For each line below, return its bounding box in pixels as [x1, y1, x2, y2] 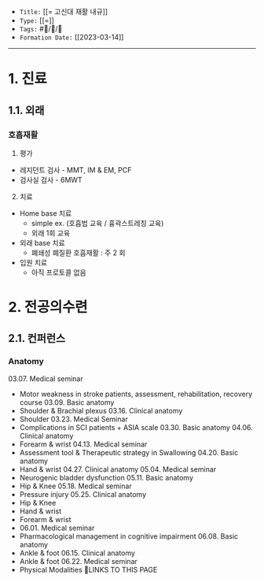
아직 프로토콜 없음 [31, 267, 86, 277]
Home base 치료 [19, 208, 72, 218]
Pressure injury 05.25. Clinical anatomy [19, 489, 147, 499]
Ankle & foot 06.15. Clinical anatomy [19, 548, 136, 558]
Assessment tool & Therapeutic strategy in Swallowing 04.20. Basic [19, 447, 239, 457]
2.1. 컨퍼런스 [8, 332, 66, 345]
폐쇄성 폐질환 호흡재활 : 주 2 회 [31, 247, 126, 258]
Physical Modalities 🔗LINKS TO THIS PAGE [19, 565, 158, 574]
